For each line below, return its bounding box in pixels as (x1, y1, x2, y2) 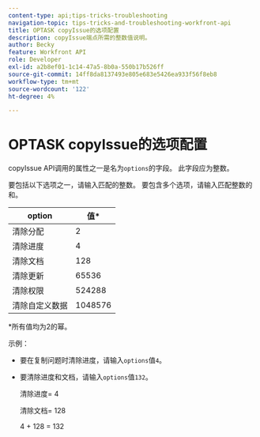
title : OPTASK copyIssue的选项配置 (8, 26, 120, 34)
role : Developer (8, 56, 62, 64)
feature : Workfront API (8, 48, 87, 56)
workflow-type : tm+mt (8, 77, 80, 85)
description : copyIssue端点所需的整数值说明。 (8, 33, 152, 42)
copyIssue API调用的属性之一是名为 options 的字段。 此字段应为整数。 (8, 164, 234, 173)
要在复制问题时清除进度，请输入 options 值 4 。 (19, 356, 167, 365)
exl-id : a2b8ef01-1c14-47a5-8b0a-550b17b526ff (8, 63, 164, 71)
